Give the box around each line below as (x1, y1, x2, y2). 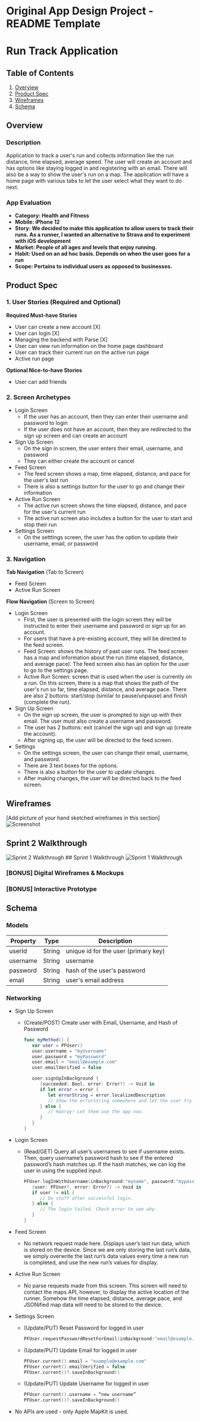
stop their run (23, 521, 57, 528)
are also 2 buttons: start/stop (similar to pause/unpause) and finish (23, 692, 187, 699)
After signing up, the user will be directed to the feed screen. (23, 737, 173, 744)
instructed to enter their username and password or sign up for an (23, 622, 186, 629)
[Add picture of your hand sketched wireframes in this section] (6, 814, 160, 821)
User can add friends (14, 378, 67, 385)
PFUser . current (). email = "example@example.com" (23, 1358, 147, 1364)
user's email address (65, 976, 124, 984)
